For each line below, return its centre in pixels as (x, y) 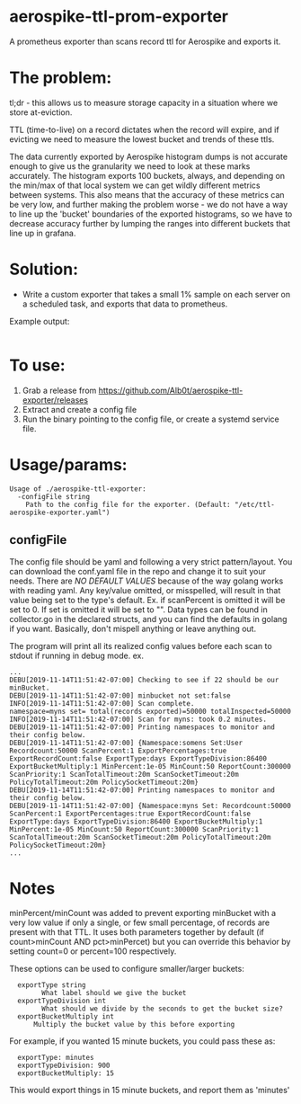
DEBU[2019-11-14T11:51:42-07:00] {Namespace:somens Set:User (126, 743)
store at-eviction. (41, 112)
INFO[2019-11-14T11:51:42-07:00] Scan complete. (102, 703)
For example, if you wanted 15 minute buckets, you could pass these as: (142, 1041)
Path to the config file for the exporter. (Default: (128, 504)
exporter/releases (55, 400)
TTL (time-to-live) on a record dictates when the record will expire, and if (145, 129)
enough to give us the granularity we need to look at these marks (130, 166)
